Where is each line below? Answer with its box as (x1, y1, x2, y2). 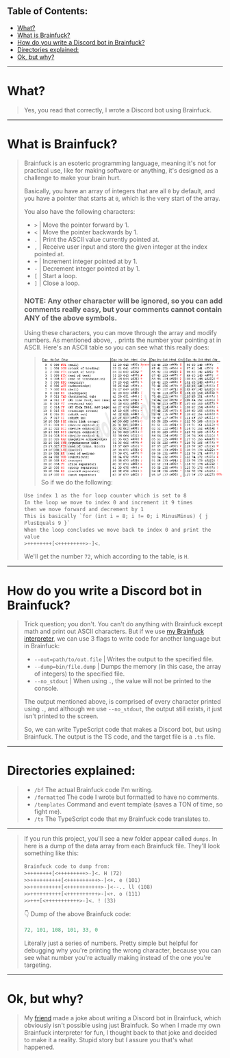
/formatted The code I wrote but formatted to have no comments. (34, 793, 219, 801)
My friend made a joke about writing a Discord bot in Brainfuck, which (23, 1014, 221, 1022)
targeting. (23, 961, 51, 969)
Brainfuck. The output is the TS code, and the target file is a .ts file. (23, 733, 216, 741)
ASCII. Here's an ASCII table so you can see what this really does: (23, 343, 210, 352)
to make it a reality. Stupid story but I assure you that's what (23, 1036, 194, 1044)
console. (34, 685, 59, 693)
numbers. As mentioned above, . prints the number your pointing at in (23, 336, 222, 344)
